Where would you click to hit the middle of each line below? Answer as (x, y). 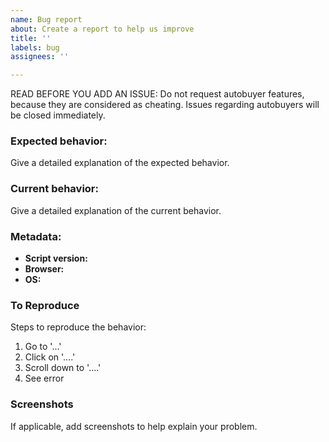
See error (44, 378)
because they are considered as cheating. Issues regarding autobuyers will (165, 105)
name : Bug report (46, 19)
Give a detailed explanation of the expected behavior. (120, 163)
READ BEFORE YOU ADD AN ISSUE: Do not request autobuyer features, (157, 94)
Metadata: (36, 236)
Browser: (44, 269)
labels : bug (35, 47)
